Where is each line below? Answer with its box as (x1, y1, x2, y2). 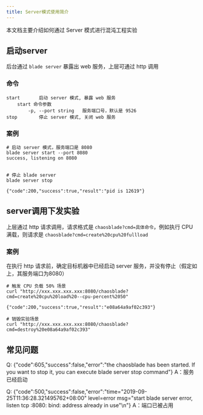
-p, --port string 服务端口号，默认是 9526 (28, 107, 137, 114)
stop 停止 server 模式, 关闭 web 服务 (6, 114, 116, 120)
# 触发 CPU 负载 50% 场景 (6, 283, 67, 290)
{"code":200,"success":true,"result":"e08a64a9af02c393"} (6, 304, 156, 311)
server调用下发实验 (6, 206, 80, 216)
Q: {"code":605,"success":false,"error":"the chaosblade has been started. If (6, 361, 196, 368)
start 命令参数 (17, 101, 52, 107)
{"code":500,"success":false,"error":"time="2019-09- (13, 388, 147, 395)
